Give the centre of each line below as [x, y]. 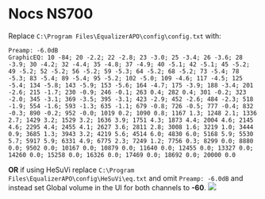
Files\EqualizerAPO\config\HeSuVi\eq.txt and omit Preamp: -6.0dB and [126, 178]
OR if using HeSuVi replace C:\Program [71, 170]
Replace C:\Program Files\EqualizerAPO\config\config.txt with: [115, 36]
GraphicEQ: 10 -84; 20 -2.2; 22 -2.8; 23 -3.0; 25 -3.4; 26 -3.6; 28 [126, 57]
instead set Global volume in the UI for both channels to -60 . [107, 187]
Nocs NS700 [51, 14]
